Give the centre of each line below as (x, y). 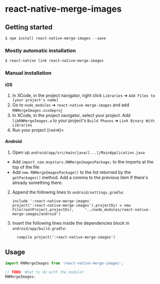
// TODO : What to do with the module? (45, 272)
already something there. (37, 183)
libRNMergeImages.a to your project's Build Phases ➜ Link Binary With (83, 120)
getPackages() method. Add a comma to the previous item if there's (80, 177)
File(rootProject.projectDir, (43, 210)
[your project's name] (35, 100)
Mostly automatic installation (41, 50)
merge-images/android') (36, 214)
